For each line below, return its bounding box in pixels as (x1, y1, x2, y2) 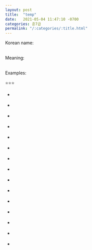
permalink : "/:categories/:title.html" (5, 26, 88, 31)
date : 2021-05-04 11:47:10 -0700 (5, 17, 79, 22)
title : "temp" (5, 12, 37, 17)
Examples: (5, 70, 26, 76)
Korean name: (5, 40, 34, 46)
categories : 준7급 (5, 21, 41, 27)
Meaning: (5, 55, 25, 61)
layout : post (5, 7, 32, 13)
